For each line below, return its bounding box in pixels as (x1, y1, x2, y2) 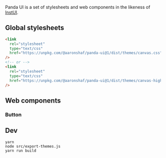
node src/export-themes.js (5, 144, 61, 149)
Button (5, 111, 22, 118)
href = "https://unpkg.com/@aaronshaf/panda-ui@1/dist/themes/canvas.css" (9, 50, 163, 56)
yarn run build (5, 148, 37, 153)
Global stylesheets (5, 24, 64, 32)
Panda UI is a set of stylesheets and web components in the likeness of (5, 4, 151, 10)
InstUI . (5, 9, 19, 15)
